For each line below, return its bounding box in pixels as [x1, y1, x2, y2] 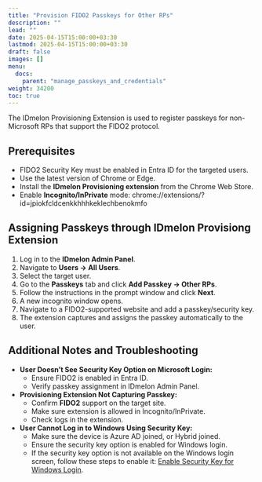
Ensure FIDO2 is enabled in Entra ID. [31, 373, 149, 382]
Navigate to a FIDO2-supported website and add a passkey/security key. [19, 304, 255, 314]
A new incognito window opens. [19, 296, 124, 305]
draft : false [8, 48, 51, 56]
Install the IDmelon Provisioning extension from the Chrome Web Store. [19, 182, 253, 192]
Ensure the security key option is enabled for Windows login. [31, 440, 227, 449]
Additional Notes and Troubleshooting [8, 344, 198, 357]
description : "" [8, 19, 61, 27]
